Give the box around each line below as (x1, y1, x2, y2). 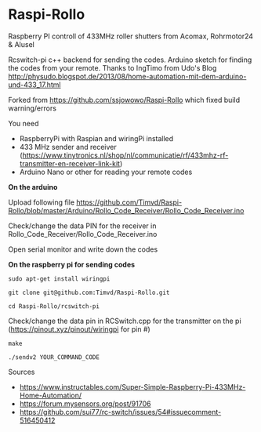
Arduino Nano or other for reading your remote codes (19, 167, 193, 176)
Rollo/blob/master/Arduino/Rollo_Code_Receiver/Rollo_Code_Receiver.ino (8, 205, 245, 215)
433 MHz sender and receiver (19, 142, 117, 151)
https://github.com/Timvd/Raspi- (76, 198, 183, 207)
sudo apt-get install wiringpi (8, 274, 111, 283)
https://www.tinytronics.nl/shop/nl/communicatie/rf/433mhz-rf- (22, 151, 229, 160)
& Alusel (8, 39, 35, 49)
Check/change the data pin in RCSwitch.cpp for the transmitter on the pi (8, 316, 241, 325)
